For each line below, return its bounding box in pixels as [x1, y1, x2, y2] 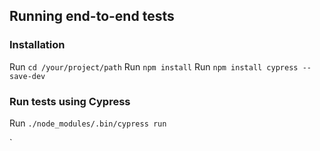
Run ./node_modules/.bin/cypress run [9, 117, 167, 129]
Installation [9, 38, 66, 52]
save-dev [9, 71, 46, 81]
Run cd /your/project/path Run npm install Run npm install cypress [9, 60, 299, 73]
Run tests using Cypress [9, 94, 131, 108]
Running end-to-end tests [9, 8, 175, 25]
